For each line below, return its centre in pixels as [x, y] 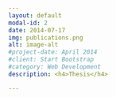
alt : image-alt [33, 45]
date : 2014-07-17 [37, 30]
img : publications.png [46, 37]
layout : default [35, 15]
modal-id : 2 [28, 23]
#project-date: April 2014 [53, 52]
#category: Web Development [55, 67]
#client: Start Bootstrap [51, 60]
